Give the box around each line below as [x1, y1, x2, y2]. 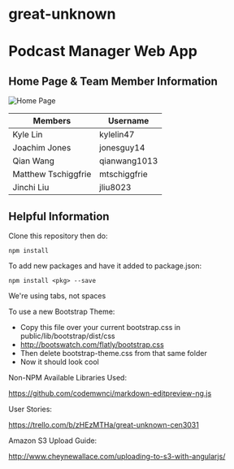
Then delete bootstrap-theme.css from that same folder [19, 349, 207, 358]
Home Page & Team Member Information [8, 74, 218, 88]
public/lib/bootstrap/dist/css [19, 331, 115, 341]
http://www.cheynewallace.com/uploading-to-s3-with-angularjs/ [8, 452, 226, 461]
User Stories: [8, 404, 53, 414]
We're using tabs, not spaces [8, 291, 106, 301]
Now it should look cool [19, 357, 100, 367]
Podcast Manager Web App [8, 42, 197, 61]
